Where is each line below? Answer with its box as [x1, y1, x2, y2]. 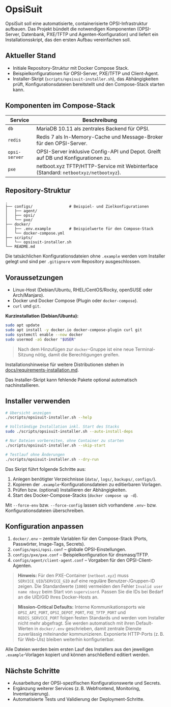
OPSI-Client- [126, 557, 153, 563]
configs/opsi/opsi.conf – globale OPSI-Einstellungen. [12, 546, 126, 553]
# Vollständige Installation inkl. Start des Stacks [5, 424, 120, 430]
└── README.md [5, 244, 36, 249]
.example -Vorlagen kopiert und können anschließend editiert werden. [5, 652, 150, 658]
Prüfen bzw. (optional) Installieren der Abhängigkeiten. [12, 487, 127, 493]
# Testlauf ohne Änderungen [5, 452, 65, 457]
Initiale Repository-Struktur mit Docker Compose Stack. [12, 65, 129, 71]
